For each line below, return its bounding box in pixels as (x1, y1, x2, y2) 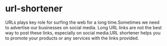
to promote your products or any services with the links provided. (5, 35, 139, 41)
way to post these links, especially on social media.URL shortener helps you (5, 30, 161, 36)
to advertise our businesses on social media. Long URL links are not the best (5, 24, 162, 30)
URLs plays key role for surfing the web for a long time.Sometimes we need (5, 19, 160, 25)
